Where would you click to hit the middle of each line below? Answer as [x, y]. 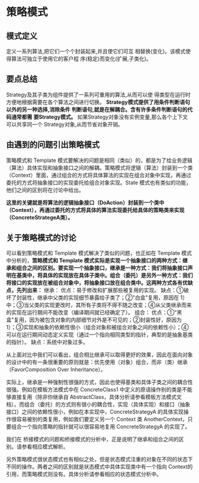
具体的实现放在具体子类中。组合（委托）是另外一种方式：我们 [118, 275]
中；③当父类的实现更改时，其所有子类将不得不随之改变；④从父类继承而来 [99, 305]
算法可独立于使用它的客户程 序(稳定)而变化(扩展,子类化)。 [81, 59]
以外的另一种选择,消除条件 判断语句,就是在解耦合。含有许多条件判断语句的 [97, 109]
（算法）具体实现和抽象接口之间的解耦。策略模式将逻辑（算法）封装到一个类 [99, 167]
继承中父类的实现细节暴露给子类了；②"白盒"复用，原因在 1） [113, 298]
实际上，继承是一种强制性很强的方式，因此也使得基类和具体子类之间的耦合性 [99, 382]
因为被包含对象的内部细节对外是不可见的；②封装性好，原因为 [105, 320]
